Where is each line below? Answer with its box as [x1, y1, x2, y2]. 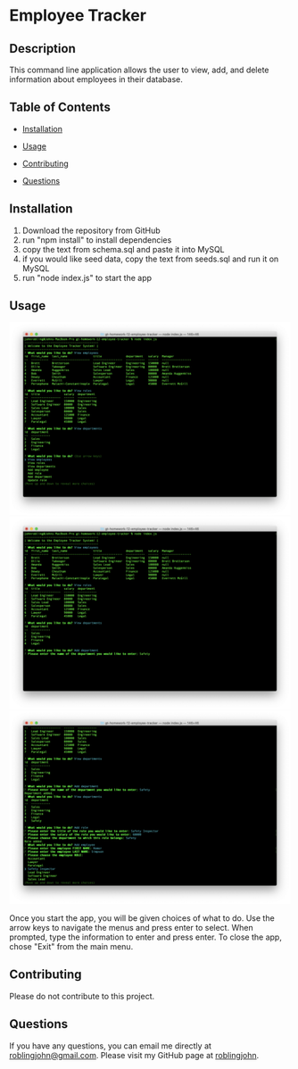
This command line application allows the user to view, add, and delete [9, 64, 269, 75]
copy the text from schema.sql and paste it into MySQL [21, 244, 225, 254]
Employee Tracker [9, 5, 147, 26]
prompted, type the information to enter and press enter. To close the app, [9, 932, 283, 942]
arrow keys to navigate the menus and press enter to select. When [9, 922, 253, 932]
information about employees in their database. [9, 74, 183, 85]
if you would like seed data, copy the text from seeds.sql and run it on [21, 253, 279, 264]
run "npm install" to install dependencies [21, 234, 172, 245]
